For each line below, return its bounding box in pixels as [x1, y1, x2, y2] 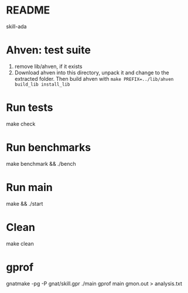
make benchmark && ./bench [6, 160, 76, 167]
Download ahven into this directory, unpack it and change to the [14, 69, 169, 76]
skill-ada [6, 23, 27, 30]
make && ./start [6, 200, 43, 207]
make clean [6, 240, 34, 247]
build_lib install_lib [14, 81, 70, 87]
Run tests [6, 101, 53, 114]
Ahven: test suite [6, 43, 91, 57]
